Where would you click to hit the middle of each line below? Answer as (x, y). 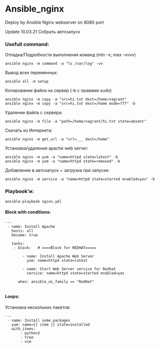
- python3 (30, 333)
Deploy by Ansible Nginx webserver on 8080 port (55, 22)
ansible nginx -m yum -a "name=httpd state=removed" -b (63, 161)
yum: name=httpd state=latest (57, 260)
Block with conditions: (28, 212)
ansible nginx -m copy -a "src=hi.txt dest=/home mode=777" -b (70, 104)
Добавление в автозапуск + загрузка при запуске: (57, 170)
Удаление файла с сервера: (34, 113)
